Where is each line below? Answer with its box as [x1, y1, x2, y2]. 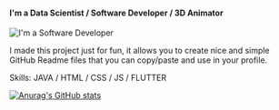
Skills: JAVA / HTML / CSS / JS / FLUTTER [9, 73, 166, 84]
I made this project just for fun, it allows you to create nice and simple [9, 45, 270, 56]
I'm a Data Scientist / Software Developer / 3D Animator [9, 7, 224, 18]
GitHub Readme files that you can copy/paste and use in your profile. [9, 55, 268, 65]
